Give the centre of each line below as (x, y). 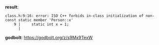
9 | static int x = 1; (41, 24)
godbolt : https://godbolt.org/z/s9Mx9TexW (49, 37)
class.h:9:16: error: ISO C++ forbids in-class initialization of (74, 16)
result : (12, 7)
